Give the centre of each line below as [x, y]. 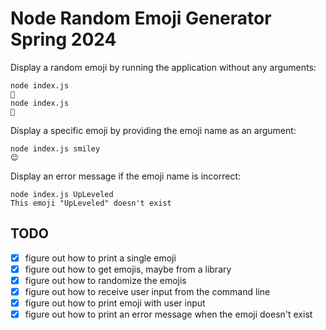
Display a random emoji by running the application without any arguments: [163, 67]
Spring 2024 [63, 39]
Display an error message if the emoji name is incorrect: [125, 176]
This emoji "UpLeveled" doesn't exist [91, 203]
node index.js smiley [55, 148]
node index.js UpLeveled [62, 194]
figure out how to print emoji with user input [115, 303]
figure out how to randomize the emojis [105, 280]
